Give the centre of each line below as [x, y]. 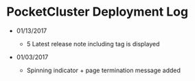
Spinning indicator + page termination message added [104, 70]
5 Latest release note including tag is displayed [93, 44]
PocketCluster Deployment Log [97, 12]
